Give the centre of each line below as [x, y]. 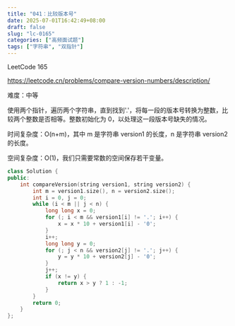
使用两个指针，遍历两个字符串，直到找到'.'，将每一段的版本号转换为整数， [115, 110]
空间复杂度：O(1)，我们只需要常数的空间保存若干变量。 [88, 158]
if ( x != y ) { [66, 276]
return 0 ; [47, 303]
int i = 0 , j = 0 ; [60, 198]
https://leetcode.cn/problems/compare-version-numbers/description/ [109, 81]
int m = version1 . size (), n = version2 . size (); [104, 191]
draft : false [26, 27]
